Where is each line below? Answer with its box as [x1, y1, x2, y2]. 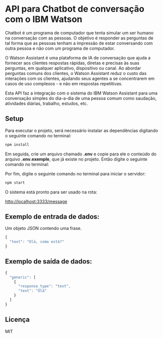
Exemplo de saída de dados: [5, 257, 92, 266]
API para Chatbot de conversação [5, 3, 145, 15]
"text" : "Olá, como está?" [9, 240, 64, 244]
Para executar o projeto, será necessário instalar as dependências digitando [5, 128, 159, 133]
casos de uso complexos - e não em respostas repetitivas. [5, 80, 123, 86]
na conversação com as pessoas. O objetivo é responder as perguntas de [5, 35, 154, 41]
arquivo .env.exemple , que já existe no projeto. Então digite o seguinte [5, 156, 147, 162]
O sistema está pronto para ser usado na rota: [5, 189, 98, 195]
